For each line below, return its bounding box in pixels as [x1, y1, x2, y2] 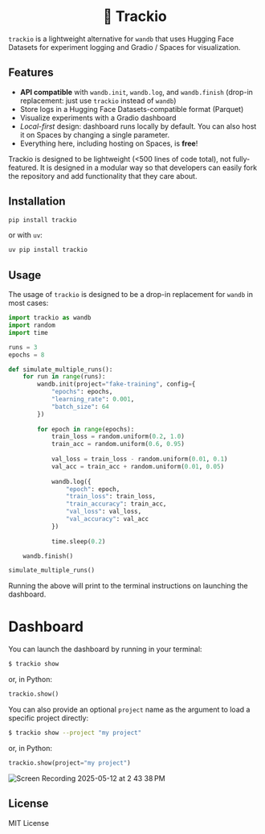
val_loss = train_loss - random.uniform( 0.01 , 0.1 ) [51, 455, 228, 463]
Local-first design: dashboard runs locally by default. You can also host [19, 121, 257, 131]
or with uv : [8, 230, 43, 240]
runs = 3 [8, 343, 38, 351]
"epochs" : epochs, [51, 388, 113, 396]
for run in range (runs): [22, 373, 106, 381]
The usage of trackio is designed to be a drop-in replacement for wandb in [8, 290, 254, 299]
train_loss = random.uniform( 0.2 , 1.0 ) [51, 432, 185, 441]
